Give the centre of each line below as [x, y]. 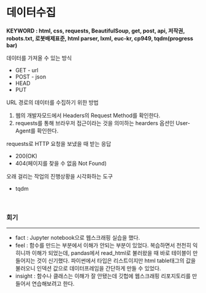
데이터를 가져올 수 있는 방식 [39, 58]
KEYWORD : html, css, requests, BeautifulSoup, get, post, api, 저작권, [96, 31]
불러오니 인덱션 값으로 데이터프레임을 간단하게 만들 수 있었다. [88, 268]
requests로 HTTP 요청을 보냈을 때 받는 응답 [59, 143]
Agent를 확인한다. [37, 131]
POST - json [31, 77]
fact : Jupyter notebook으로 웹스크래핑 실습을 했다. [78, 238]
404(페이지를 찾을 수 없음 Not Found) [61, 163]
